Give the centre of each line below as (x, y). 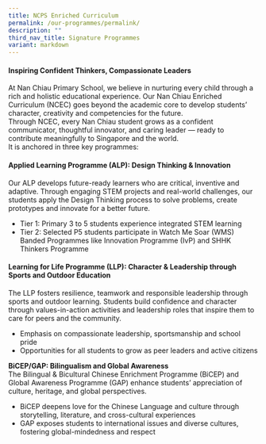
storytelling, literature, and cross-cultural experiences (108, 415)
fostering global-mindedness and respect (88, 431)
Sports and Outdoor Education (60, 275)
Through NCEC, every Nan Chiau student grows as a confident (111, 122)
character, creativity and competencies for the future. (96, 113)
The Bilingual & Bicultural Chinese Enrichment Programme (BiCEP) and (124, 374)
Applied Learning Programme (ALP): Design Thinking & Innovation (120, 165)
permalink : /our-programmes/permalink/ (74, 23)
